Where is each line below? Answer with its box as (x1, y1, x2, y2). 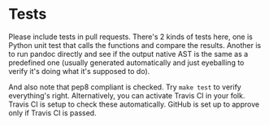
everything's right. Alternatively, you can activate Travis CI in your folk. (8, 90, 245, 100)
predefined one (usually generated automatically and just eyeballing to (8, 58, 245, 67)
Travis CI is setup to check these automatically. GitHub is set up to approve (8, 99, 260, 109)
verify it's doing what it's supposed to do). (8, 66, 150, 76)
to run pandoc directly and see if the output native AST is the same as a (8, 49, 249, 59)
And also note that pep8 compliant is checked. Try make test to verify (8, 82, 241, 92)
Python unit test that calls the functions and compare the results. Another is (8, 40, 262, 50)
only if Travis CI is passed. (8, 107, 97, 118)
